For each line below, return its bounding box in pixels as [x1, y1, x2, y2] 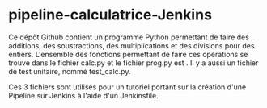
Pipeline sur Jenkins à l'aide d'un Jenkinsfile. [8, 90, 159, 100]
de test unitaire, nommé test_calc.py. [8, 66, 131, 76]
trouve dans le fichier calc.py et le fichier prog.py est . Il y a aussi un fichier [8, 58, 259, 68]
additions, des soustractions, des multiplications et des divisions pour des [8, 40, 255, 50]
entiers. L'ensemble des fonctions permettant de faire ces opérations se [8, 49, 248, 59]
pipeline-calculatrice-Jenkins [8, 6, 213, 24]
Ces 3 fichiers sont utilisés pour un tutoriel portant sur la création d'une [8, 82, 247, 92]
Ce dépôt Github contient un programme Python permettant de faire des [8, 32, 249, 42]
